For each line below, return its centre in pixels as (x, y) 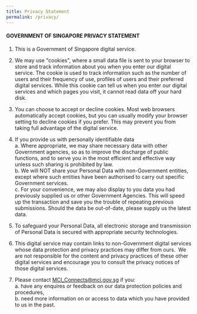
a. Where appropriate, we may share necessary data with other (91, 145)
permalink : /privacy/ (33, 17)
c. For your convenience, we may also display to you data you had (95, 189)
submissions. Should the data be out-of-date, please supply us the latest (103, 208)
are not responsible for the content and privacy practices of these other (101, 256)
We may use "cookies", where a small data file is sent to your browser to (102, 60)
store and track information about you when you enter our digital (93, 66)
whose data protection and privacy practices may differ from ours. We (100, 249)
